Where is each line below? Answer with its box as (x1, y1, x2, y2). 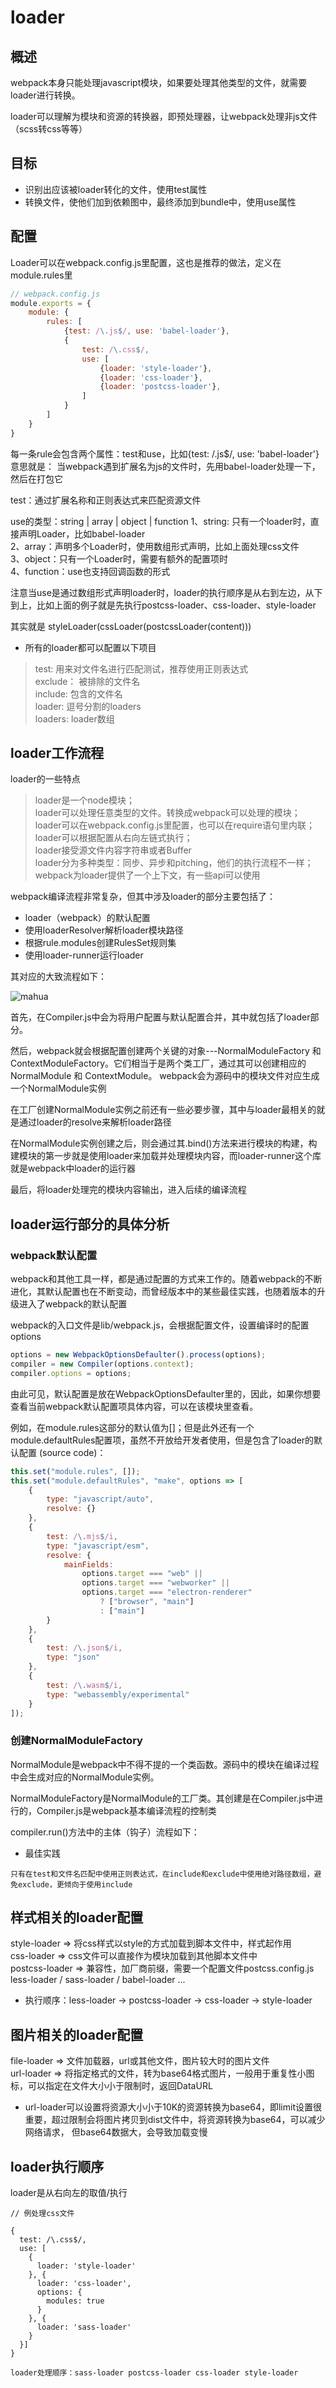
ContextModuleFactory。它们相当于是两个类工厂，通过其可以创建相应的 (10, 1057, 307, 1070)
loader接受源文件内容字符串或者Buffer (34, 844, 192, 856)
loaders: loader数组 (34, 712, 115, 725)
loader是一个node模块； (34, 794, 135, 806)
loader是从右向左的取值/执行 (10, 2187, 128, 2199)
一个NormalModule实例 (10, 1082, 107, 1095)
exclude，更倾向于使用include (17, 1879, 133, 1890)
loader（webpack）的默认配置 (24, 912, 151, 924)
